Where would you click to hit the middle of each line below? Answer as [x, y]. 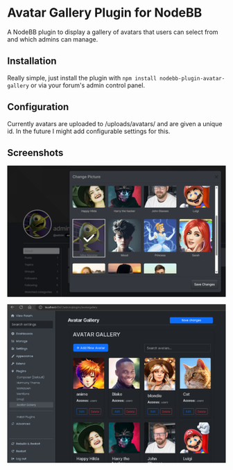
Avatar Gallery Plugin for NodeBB [105, 13]
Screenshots [35, 153]
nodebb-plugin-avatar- [192, 78]
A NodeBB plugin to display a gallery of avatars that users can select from [113, 32]
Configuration [38, 107]
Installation [32, 61]
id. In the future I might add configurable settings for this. [89, 131]
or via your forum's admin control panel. [88, 85]
